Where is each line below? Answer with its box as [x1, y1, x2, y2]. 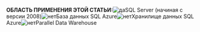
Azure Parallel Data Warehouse [6, 19, 97, 26]
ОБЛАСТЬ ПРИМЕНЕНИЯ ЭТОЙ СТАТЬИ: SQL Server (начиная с [6, 7, 183, 13]
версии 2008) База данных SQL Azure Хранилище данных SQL [6, 13, 195, 20]
